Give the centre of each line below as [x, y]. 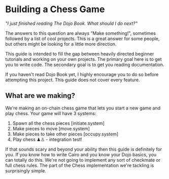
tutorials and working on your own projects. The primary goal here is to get [83, 59]
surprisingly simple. [26, 170]
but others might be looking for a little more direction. [61, 44]
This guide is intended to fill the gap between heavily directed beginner [80, 54]
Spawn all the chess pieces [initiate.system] [59, 123]
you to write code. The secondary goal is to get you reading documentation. [85, 64]
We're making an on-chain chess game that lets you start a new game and [83, 108]
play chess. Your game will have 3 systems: [51, 113]
